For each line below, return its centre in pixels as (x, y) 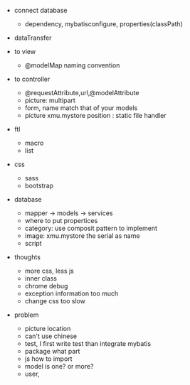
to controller (32, 79)
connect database (41, 10)
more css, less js (49, 271)
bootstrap (39, 185)
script (33, 243)
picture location (48, 329)
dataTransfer (33, 38)
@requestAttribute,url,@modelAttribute (82, 93)
